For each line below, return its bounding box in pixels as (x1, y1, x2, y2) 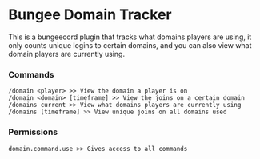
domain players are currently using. (8, 49, 126, 58)
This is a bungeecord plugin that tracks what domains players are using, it (8, 32, 252, 42)
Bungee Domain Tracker (8, 6, 172, 24)
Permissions (8, 126, 58, 137)
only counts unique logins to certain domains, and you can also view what (8, 40, 252, 50)
